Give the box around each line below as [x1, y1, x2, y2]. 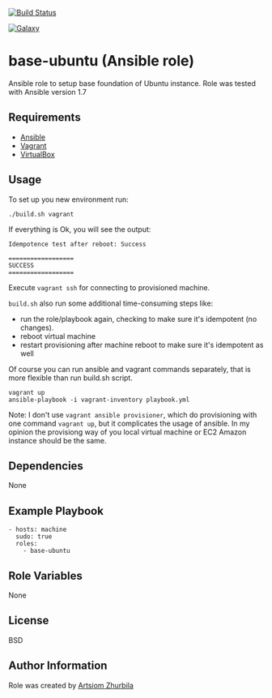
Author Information [8, 659, 108, 673]
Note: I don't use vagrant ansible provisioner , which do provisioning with [8, 409, 257, 419]
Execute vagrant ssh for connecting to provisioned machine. [8, 282, 210, 292]
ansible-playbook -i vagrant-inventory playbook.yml [8, 396, 190, 404]
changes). [19, 323, 54, 332]
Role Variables [8, 568, 83, 583]
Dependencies [8, 459, 83, 473]
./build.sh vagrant [8, 210, 74, 218]
